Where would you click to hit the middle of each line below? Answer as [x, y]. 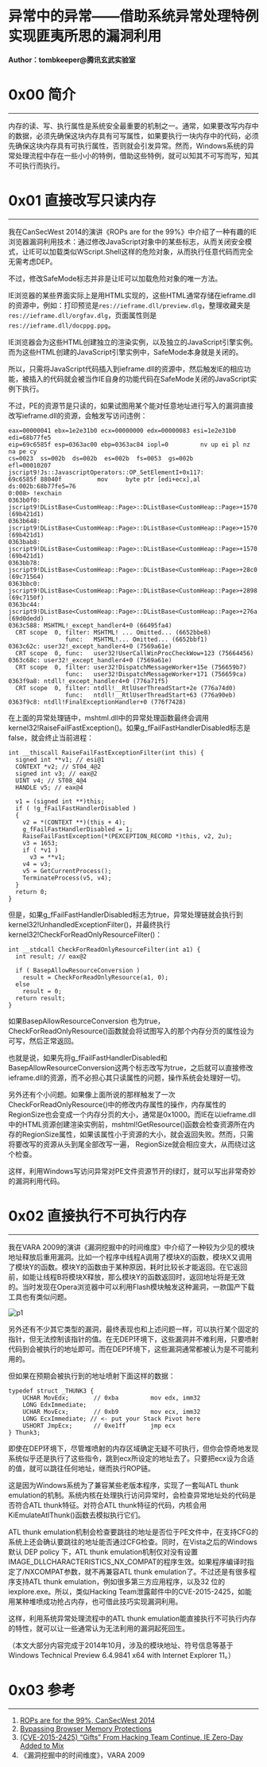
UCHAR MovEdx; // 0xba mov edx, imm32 [112, 1398]
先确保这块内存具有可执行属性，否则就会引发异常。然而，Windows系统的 [128, 146]
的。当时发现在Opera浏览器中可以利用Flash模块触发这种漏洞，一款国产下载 [132, 1287]
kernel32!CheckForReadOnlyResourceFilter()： [85, 934]
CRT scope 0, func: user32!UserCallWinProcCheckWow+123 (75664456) [135, 653]
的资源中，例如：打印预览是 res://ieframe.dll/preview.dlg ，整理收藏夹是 [130, 305]
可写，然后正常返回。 [43, 1041]
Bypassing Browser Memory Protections [86, 1728]
